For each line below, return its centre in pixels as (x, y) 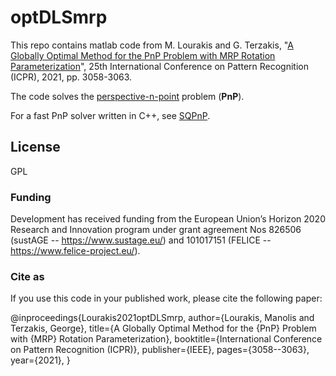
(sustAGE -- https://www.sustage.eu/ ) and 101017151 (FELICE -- (141, 240)
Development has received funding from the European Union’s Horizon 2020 (168, 219)
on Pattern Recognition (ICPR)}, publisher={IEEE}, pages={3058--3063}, (160, 350)
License (35, 147)
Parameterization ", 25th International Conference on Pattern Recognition (159, 66)
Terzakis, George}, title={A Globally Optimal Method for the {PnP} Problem (163, 328)
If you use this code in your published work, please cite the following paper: (166, 298)
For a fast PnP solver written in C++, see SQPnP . (110, 115)
